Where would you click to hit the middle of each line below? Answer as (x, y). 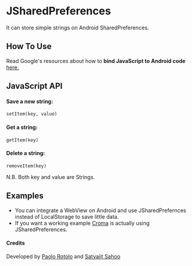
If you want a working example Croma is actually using (82, 223)
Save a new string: (30, 101)
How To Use (29, 46)
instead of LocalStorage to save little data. (67, 216)
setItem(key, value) (32, 114)
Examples (25, 196)
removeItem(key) (26, 166)
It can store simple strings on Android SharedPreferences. (78, 28)
